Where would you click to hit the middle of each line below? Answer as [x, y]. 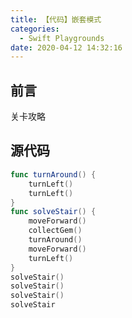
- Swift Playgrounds [62, 38]
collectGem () [55, 231]
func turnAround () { [53, 174]
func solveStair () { [53, 212]
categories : [35, 29]
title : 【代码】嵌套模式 [56, 19]
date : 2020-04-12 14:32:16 [66, 47]
